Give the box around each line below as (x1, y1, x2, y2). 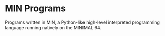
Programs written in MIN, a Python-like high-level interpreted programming (5, 19, 160, 25)
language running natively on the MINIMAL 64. (5, 24, 102, 30)
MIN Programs (5, 3, 66, 14)
